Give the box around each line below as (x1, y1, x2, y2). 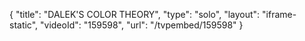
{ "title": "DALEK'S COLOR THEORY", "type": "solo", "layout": (9, 9, 261, 20)
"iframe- (262, 9, 297, 20)
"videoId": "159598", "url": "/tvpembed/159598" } (40, 19, 244, 31)
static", (9, 19, 39, 31)
